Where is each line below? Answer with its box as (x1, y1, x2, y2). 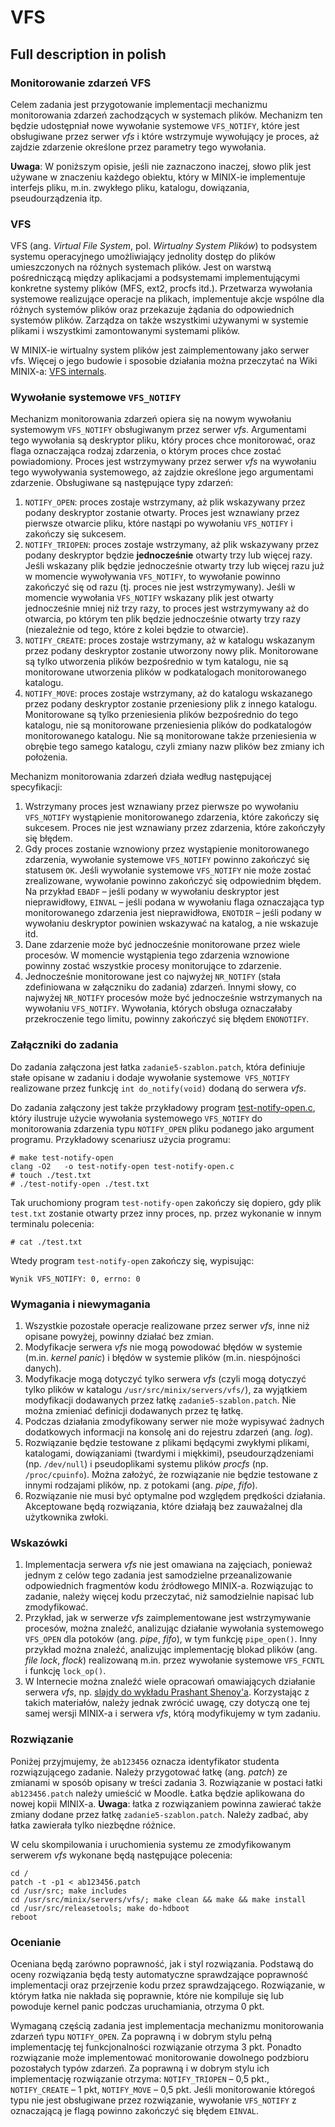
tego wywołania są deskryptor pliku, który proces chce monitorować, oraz (10, 434, 316, 446)
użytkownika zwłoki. (24, 1511, 109, 1523)
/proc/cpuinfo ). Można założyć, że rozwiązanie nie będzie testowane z (24, 1469, 318, 1481)
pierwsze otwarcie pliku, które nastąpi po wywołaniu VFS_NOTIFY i (24, 517, 293, 530)
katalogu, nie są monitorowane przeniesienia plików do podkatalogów (24, 719, 312, 731)
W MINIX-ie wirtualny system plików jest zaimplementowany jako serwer (10, 344, 310, 356)
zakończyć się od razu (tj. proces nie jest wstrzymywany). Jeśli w (24, 581, 296, 593)
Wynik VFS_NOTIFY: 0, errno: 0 (10, 1274, 141, 1284)
